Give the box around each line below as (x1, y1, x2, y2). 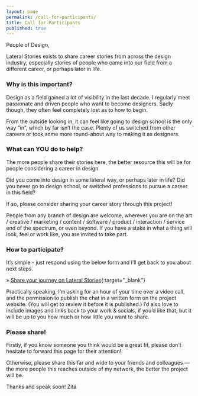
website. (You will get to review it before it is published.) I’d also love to (6, 301, 178, 308)
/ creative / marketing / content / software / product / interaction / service (6, 218, 185, 225)
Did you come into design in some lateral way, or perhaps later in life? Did (6, 176, 185, 183)
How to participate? (6, 245, 64, 253)
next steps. (6, 265, 34, 272)
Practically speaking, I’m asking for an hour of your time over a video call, (6, 288, 185, 295)
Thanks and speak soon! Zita (6, 383, 77, 391)
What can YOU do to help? (6, 145, 83, 153)
